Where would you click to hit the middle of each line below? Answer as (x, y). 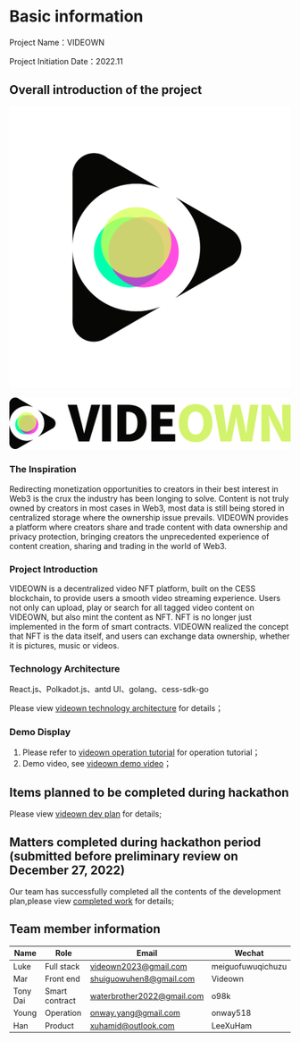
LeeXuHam (232, 1025)
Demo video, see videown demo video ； (97, 764)
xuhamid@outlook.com (133, 1025)
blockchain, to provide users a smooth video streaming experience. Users (145, 597)
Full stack (62, 966)
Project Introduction (54, 569)
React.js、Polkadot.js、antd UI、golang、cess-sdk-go (109, 690)
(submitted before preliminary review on (124, 856)
